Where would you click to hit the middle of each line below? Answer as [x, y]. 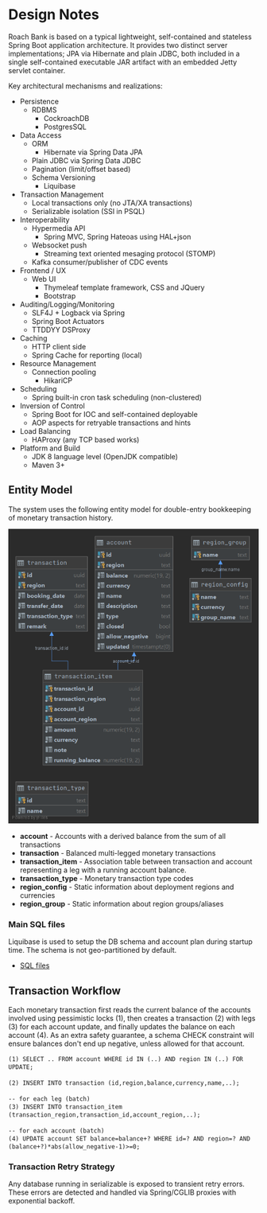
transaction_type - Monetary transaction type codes [106, 878]
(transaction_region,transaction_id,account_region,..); [104, 1115]
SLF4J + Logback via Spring [78, 313]
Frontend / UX [43, 270]
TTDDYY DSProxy [61, 330]
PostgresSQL [65, 127]
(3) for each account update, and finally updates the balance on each [122, 1027]
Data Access [41, 135]
